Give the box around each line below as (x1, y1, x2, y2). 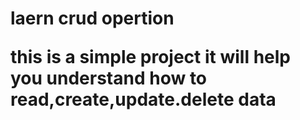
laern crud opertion (10, 7, 175, 30)
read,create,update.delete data (10, 88, 277, 111)
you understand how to (10, 67, 208, 90)
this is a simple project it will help (10, 46, 291, 69)
